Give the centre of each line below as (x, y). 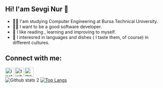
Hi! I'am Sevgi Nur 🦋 (37, 9)
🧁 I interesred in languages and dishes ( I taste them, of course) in (80, 37)
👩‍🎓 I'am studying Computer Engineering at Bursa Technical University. (85, 21)
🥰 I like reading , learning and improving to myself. (64, 32)
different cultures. (31, 42)
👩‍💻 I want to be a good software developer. (57, 26)
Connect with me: (34, 58)
